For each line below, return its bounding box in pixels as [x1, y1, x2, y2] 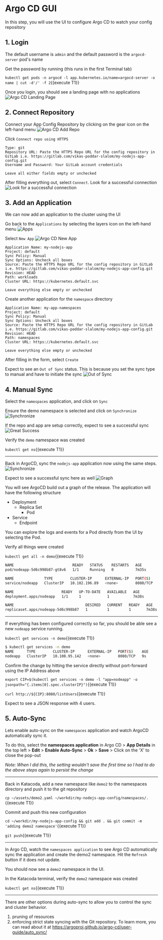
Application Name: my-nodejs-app [5, 245, 73, 250]
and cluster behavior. [5, 904, 48, 910]
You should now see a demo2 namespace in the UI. [5, 866, 105, 872]
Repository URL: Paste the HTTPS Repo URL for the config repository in [5, 150, 155, 154]
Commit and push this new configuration [5, 809, 86, 815]
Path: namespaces [5, 336, 40, 340]
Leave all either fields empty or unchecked [5, 171, 97, 176]
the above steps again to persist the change [5, 767, 94, 772]
